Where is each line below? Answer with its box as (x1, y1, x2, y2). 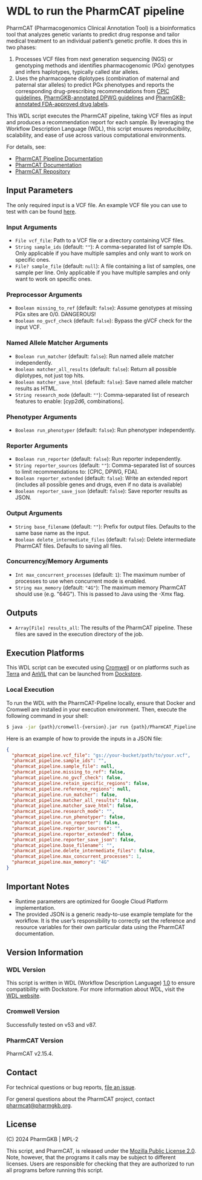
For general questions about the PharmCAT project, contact (6, 1095, 155, 1102)
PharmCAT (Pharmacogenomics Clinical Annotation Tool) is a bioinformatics (6, 24, 196, 31)
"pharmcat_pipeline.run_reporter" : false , (11, 820, 120, 826)
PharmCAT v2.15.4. (6, 1050, 53, 1057)
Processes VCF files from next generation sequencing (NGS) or (15, 55, 174, 62)
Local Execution (6, 686, 54, 694)
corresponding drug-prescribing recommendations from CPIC (15, 87, 170, 94)
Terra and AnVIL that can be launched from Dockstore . (6, 671, 143, 678)
